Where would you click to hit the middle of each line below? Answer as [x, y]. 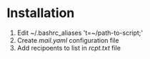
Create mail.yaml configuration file [68, 40]
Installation [41, 13]
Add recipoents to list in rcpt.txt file [69, 48]
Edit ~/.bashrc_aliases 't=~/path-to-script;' [80, 33]
